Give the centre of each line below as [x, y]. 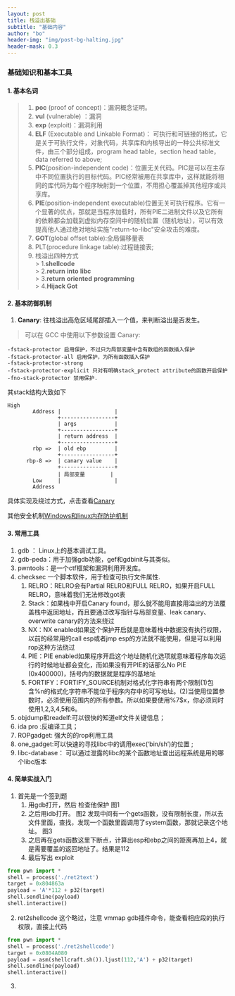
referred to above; [76, 160]
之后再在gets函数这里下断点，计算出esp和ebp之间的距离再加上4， [124, 840]
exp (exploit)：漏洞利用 [69, 125]
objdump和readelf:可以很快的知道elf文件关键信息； [91, 717]
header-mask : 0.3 [33, 46]
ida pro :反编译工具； [48, 726]
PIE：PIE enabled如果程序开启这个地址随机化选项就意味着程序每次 [124, 656]
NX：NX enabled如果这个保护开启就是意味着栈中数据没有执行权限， [126, 629]
